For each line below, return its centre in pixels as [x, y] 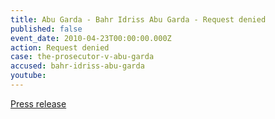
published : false [46, 29]
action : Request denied [60, 47]
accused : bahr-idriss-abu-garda [77, 66]
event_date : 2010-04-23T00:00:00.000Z [91, 38]
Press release [38, 103]
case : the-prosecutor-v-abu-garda [82, 57]
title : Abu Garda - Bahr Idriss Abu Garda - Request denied [138, 19]
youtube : [28, 76]
